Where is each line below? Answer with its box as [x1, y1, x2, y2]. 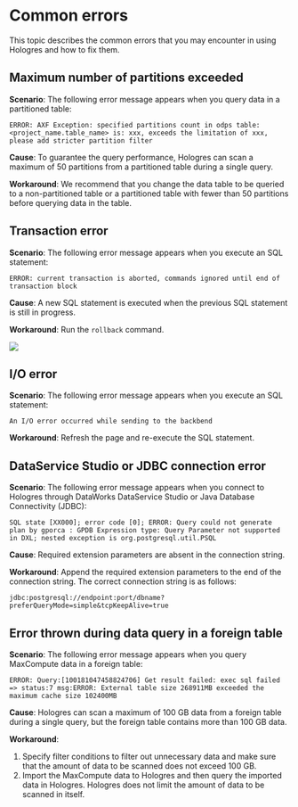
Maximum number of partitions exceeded [9, 70, 245, 86]
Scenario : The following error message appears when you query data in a [9, 94, 280, 104]
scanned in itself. [21, 789, 85, 799]
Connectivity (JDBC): [9, 501, 87, 512]
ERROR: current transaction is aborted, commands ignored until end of [9, 274, 280, 283]
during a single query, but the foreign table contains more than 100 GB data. [9, 717, 287, 727]
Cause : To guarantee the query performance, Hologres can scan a [9, 152, 254, 162]
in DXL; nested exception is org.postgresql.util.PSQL [9, 534, 217, 543]
